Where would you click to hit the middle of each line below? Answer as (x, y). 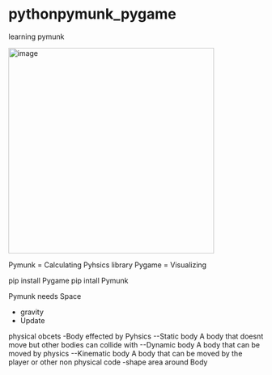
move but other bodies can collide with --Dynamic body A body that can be (134, 344)
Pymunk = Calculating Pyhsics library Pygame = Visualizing (108, 265)
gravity (32, 312)
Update (32, 320)
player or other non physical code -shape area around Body (108, 362)
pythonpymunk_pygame (92, 14)
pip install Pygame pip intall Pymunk (68, 280)
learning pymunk (36, 36)
